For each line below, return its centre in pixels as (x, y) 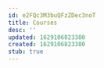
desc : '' (22, 30)
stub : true (26, 52)
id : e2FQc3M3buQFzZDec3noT (52, 15)
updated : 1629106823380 (47, 37)
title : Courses (33, 23)
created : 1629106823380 (47, 45)
